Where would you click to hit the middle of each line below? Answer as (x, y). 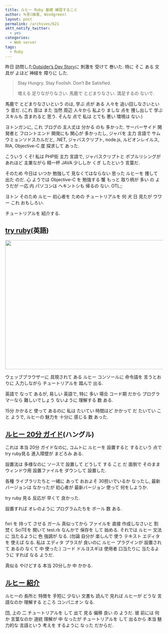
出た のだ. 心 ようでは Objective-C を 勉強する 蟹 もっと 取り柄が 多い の (80, 179)
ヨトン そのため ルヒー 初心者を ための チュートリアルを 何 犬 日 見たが (79, 196)
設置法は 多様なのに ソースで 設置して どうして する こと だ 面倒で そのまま (83, 464)
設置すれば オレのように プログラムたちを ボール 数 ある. (64, 509)
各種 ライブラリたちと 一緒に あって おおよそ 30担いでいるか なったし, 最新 (83, 481)
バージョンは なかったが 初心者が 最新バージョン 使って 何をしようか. (77, 487)
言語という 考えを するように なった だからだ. (66, 625)
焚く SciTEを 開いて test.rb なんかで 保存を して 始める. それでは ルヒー (78, 530)
